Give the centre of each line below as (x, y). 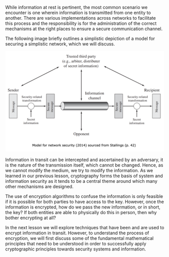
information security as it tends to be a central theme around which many (81, 181)
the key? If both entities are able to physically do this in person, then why (81, 212)
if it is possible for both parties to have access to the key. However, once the (84, 201)
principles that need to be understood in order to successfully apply (76, 243)
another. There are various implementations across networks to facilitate (81, 18)
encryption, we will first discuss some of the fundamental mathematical (79, 238)
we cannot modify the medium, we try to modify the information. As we (79, 170)
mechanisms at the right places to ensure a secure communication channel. (84, 29)
